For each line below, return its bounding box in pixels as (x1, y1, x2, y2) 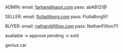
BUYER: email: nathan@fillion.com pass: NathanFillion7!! (5, 23, 119, 29)
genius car (5, 42, 27, 48)
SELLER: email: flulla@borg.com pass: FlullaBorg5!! (5, 14, 108, 19)
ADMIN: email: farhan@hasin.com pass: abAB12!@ (5, 4, 107, 10)
